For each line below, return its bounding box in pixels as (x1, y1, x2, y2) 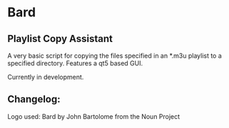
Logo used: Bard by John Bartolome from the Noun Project (7, 112, 180, 121)
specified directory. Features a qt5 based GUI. (7, 59, 143, 68)
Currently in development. (7, 73, 84, 81)
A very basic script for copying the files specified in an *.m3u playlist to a (7, 51, 223, 60)
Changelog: (7, 93, 61, 105)
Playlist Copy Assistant (7, 33, 113, 45)
